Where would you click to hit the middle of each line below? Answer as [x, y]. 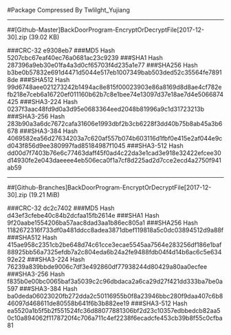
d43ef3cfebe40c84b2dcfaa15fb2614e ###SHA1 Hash [83, 215]
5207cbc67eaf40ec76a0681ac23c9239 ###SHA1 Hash [85, 58]
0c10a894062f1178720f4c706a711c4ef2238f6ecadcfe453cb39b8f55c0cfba [115, 318]
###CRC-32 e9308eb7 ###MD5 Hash [61, 50]
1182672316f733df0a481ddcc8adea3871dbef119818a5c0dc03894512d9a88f [115, 230]
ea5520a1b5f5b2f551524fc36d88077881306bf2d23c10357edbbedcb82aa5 [114, 311]
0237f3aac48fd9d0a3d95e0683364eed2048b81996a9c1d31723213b [106, 109]
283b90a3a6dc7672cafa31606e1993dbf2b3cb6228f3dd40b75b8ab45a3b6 [115, 124]
